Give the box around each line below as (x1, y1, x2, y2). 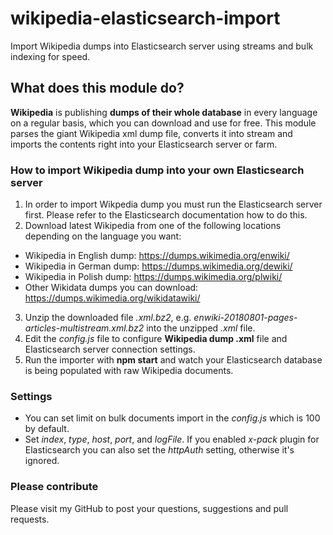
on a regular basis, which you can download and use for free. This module (10, 117, 317, 129)
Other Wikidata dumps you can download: (24, 282, 199, 294)
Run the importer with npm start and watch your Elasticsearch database (24, 354, 323, 366)
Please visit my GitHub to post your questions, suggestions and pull (10, 502, 289, 514)
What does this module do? (10, 80, 185, 97)
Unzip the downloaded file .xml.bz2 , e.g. (24, 312, 192, 324)
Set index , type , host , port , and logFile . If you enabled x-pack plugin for (24, 433, 320, 446)
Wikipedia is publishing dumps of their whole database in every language (10, 106, 318, 118)
